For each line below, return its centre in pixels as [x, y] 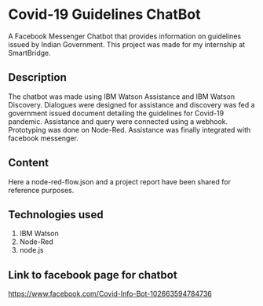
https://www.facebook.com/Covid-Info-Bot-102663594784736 [110, 294]
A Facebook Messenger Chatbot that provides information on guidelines [125, 36]
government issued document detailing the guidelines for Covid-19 [116, 113]
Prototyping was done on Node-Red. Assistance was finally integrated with [130, 129]
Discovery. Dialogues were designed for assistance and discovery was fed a [131, 104]
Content [29, 163]
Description [37, 77]
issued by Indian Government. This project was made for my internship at [127, 44]
